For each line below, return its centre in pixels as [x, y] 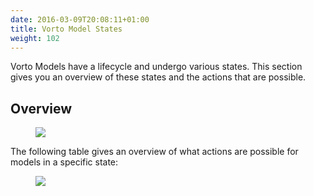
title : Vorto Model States [66, 29]
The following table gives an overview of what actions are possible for [154, 152]
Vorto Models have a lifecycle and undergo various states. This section [156, 67]
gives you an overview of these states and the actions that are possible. [158, 77]
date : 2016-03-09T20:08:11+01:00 [80, 19]
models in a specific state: [64, 162]
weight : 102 [35, 38]
